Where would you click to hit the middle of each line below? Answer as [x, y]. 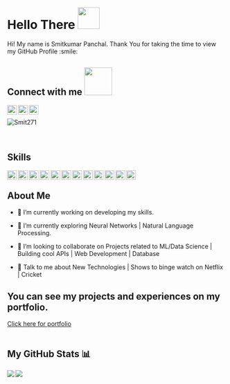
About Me [29, 195]
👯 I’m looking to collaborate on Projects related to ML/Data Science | [115, 246]
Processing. [34, 233]
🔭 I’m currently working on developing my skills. [86, 212]
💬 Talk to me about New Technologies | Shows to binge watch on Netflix [120, 267]
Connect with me [45, 92]
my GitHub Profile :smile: [43, 51]
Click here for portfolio [39, 324]
